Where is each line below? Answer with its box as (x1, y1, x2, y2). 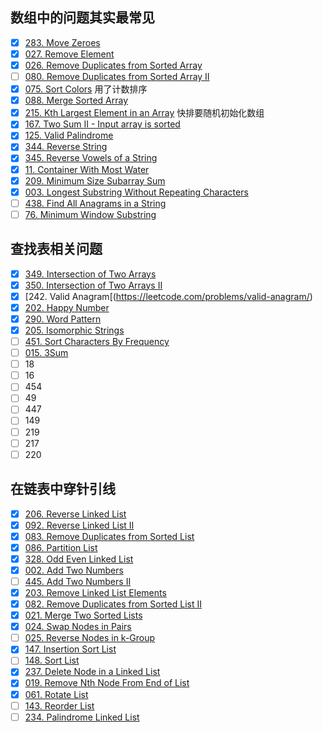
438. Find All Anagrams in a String (24, 197, 167, 209)
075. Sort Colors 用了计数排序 (24, 83, 148, 95)
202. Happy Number (24, 301, 110, 313)
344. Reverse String (24, 141, 108, 153)
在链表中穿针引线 (10, 481, 116, 498)
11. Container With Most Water (24, 163, 150, 175)
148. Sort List (24, 654, 80, 667)
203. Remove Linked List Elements (24, 586, 167, 598)
